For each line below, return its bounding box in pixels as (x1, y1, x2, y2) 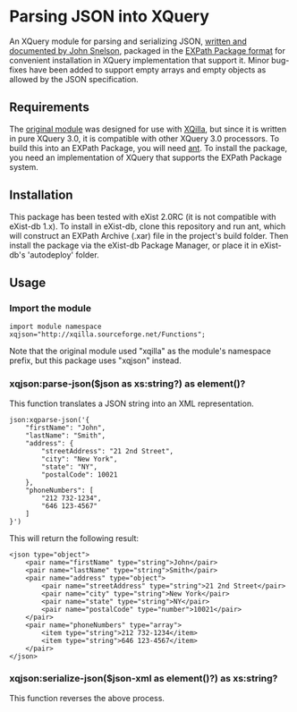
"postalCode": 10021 (41, 470, 118, 479)
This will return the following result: (9, 532, 140, 543)
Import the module (9, 301, 92, 314)
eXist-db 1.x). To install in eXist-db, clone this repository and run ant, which (9, 221, 286, 232)
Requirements (9, 100, 89, 115)
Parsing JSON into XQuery (9, 6, 210, 27)
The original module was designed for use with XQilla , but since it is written (9, 123, 287, 134)
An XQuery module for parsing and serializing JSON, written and (9, 36, 248, 47)
